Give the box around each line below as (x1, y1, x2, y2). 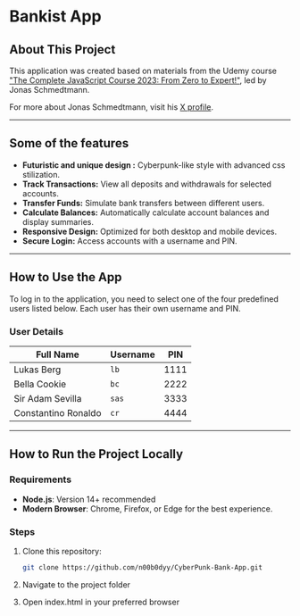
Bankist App (9, 6, 102, 27)
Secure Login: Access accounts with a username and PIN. (21, 235, 238, 246)
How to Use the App (9, 270, 122, 285)
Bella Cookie (13, 378, 67, 390)
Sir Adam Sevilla (13, 392, 82, 404)
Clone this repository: (21, 545, 102, 556)
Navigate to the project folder (21, 579, 131, 590)
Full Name (35, 348, 80, 361)
